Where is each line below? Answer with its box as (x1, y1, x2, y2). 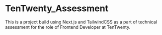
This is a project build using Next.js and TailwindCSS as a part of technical (5, 19, 158, 25)
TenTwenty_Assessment (5, 3, 108, 14)
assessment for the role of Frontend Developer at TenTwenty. (5, 24, 131, 30)
